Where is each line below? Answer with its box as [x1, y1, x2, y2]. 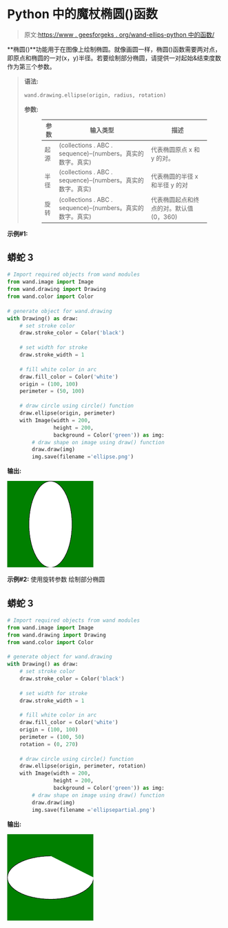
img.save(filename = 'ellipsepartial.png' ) [32, 806, 156, 813]
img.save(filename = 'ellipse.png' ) [32, 453, 134, 460]
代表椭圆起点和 [151, 196, 194, 204]
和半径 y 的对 [151, 181, 188, 189]
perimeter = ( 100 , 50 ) [19, 733, 85, 740]
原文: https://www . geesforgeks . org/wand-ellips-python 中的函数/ [23, 30, 215, 39]
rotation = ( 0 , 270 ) [19, 741, 79, 748]
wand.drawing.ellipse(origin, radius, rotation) [23, 91, 167, 99]
